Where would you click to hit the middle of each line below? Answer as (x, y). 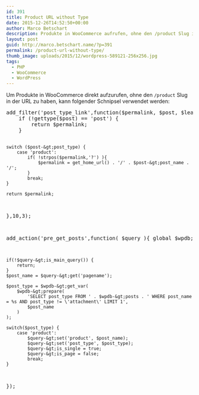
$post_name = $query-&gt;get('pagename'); (59, 276)
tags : (13, 61)
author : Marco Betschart (37, 28)
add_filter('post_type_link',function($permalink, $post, (92, 113)
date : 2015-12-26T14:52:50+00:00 (47, 23)
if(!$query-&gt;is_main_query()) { (50, 260)
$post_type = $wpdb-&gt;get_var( (47, 286)
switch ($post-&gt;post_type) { (46, 147)
